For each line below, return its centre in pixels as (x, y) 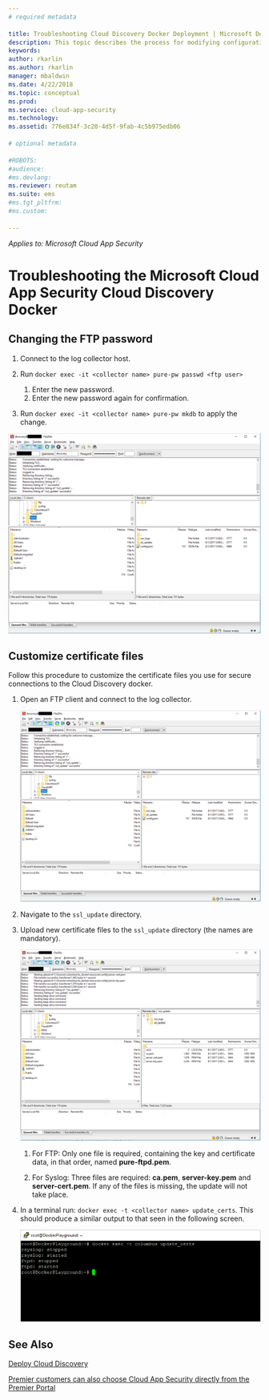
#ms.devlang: (30, 177)
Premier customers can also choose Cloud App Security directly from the (129, 1379)
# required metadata (43, 17)
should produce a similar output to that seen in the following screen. (132, 1218)
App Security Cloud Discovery (111, 293)
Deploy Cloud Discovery (48, 1364)
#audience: (26, 169)
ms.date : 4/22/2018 (41, 84)
